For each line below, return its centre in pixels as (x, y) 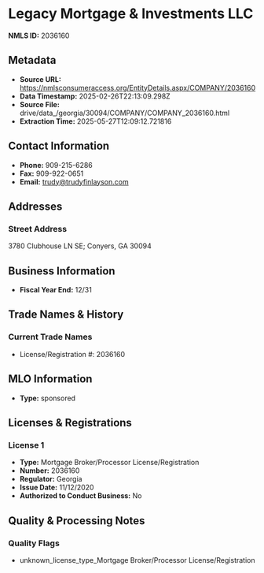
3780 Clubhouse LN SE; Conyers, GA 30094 (80, 246)
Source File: (40, 104)
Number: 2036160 (49, 471)
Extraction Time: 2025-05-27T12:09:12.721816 (95, 121)
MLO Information (50, 379)
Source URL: (40, 79)
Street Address (38, 229)
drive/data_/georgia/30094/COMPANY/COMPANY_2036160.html (125, 113)
